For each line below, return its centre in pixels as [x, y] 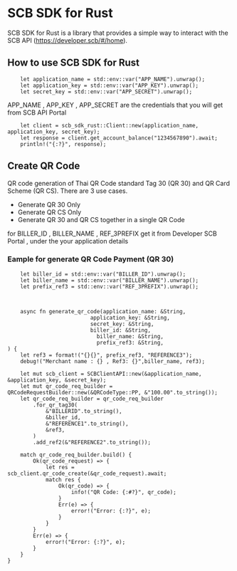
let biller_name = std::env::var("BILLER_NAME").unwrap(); [110, 280]
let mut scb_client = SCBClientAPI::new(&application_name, [111, 374]
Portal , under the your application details [68, 241]
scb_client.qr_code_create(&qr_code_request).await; [87, 473]
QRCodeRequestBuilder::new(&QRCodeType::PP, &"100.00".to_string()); [113, 392]
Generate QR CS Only [49, 212]
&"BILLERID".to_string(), [84, 411]
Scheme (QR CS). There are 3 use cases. [68, 191]
